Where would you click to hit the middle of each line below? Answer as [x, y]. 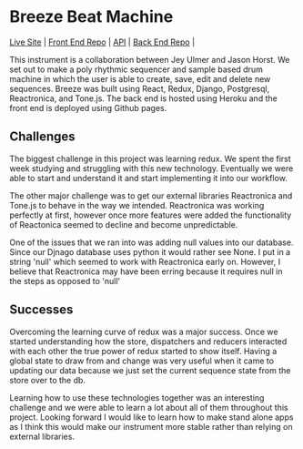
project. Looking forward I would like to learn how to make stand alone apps [151, 417]
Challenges [42, 137]
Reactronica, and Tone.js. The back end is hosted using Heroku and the [143, 98]
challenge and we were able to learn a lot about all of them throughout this [149, 407]
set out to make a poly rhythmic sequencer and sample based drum [136, 69]
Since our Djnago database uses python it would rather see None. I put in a [150, 251]
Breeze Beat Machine [91, 17]
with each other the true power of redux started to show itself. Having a [143, 351]
